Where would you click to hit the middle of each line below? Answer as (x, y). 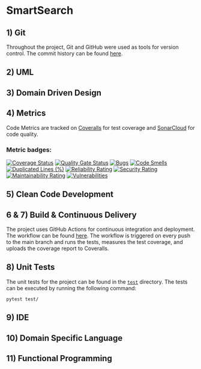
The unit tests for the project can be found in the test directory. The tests (97, 282)
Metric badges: (29, 150)
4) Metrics (26, 113)
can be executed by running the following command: (71, 288)
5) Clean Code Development (60, 194)
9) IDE (18, 318)
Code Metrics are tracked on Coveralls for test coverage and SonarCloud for (100, 127)
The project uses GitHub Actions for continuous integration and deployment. (100, 230)
